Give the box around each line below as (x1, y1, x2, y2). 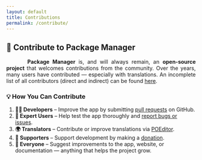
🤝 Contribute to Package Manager (6, 42, 136, 52)
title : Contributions (6, 14, 61, 20)
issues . (14, 118, 33, 126)
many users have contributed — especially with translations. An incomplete (6, 71, 196, 78)
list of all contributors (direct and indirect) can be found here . (6, 78, 158, 85)
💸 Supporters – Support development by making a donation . (14, 134, 165, 141)
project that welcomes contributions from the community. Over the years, (6, 64, 196, 72)
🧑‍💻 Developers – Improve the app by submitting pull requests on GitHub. (14, 106, 195, 113)
